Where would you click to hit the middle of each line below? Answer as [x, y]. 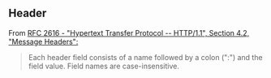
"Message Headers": [43, 41]
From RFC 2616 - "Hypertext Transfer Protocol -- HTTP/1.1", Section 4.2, [129, 32]
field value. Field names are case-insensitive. [104, 66]
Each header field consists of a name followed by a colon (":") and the [145, 57]
